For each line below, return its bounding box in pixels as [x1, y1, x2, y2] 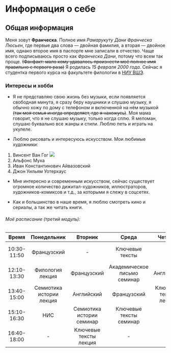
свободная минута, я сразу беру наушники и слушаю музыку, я [12, 99, 152, 105]
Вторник [76, 233, 98, 240]
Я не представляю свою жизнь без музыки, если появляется [12, 94, 146, 100]
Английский [72, 290, 102, 297]
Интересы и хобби [5, 82, 53, 89]
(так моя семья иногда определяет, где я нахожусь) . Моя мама [12, 110, 151, 116]
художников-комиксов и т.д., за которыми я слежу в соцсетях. [12, 189, 150, 195]
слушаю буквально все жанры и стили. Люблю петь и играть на [12, 121, 153, 127]
